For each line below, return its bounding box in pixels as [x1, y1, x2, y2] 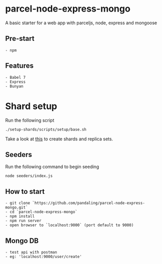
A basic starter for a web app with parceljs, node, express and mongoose [5, 20, 157, 26]
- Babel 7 [5, 75, 26, 80]
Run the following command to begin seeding [5, 164, 99, 170]
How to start [5, 187, 45, 196]
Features [5, 62, 34, 70]
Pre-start [5, 34, 35, 43]
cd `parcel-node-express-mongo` [10, 209, 78, 215]
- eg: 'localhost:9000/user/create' [5, 254, 82, 259]
